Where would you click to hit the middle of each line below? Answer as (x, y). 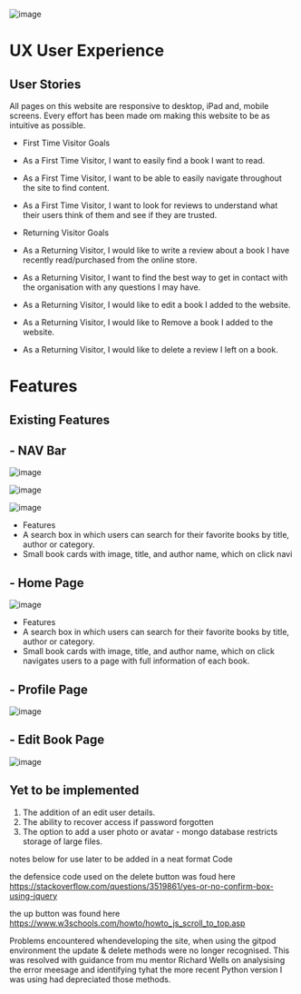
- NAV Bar (38, 450)
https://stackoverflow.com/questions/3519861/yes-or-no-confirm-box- (142, 886)
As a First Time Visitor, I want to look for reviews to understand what (150, 205)
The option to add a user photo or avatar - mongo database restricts (150, 831)
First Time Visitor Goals (66, 143)
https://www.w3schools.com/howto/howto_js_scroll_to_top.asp (127, 923)
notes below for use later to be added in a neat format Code (121, 859)
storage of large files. (62, 841)
